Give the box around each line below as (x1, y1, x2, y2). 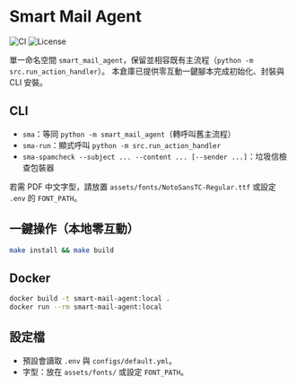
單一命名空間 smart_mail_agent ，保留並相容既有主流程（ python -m (9, 54, 254, 65)
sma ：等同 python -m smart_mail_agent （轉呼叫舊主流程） (22, 128, 236, 139)
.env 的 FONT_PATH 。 (9, 192, 83, 203)
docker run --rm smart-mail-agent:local (9, 303, 163, 311)
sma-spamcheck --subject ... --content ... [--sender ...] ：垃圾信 (22, 151, 280, 162)
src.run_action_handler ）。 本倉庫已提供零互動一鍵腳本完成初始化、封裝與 (9, 66, 285, 76)
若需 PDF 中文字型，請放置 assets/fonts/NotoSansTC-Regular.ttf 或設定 (9, 181, 276, 192)
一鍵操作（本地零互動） (9, 222, 139, 237)
